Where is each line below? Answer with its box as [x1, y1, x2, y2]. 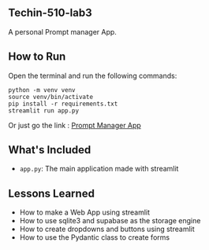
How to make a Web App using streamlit [19, 208, 151, 217]
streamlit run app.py [8, 106, 80, 115]
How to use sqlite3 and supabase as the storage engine [19, 216, 201, 226]
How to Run [8, 50, 66, 64]
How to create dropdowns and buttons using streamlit [19, 224, 195, 234]
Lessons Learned [8, 186, 95, 200]
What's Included [8, 143, 91, 156]
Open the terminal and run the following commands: [8, 71, 177, 80]
